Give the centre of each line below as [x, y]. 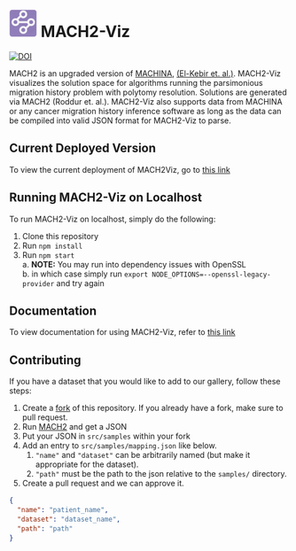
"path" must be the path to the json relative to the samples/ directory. [161, 474]
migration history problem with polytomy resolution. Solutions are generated [148, 92]
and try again [80, 283]
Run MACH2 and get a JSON [74, 427]
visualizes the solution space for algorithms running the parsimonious [136, 82]
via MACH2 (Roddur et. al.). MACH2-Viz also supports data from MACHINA [146, 101]
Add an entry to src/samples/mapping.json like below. [119, 446]
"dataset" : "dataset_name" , [69, 519]
